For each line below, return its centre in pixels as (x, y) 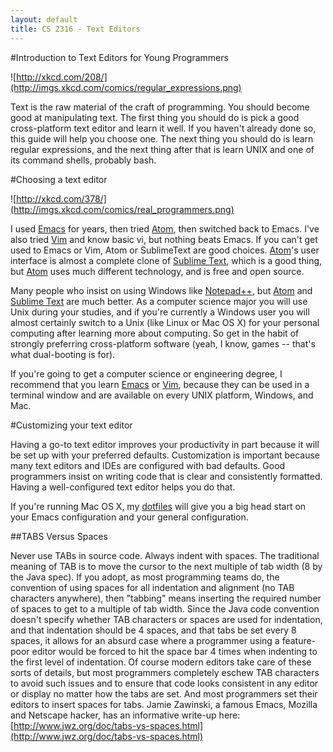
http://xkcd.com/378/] (61, 198)
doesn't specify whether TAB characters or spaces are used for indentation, (166, 619)
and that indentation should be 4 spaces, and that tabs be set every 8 (153, 630)
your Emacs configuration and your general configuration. (129, 517)
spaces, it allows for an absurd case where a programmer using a (145, 640)
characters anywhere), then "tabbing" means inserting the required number (166, 598)
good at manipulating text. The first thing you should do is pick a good (155, 117)
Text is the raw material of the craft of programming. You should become (160, 107)
